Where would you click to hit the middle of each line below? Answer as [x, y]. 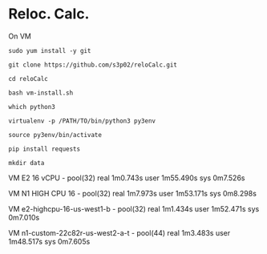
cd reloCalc [28, 79]
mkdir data [26, 163]
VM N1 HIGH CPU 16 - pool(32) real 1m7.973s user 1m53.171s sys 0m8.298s [132, 193]
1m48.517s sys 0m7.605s [49, 241]
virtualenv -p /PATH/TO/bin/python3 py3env [82, 121]
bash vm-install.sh [41, 93]
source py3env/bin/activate [55, 135]
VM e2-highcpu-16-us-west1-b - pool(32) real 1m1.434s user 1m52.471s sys [134, 208]
